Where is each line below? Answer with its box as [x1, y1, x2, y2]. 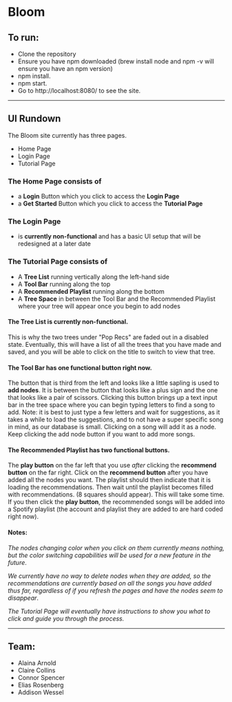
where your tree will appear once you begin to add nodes [17, 301, 181, 310]
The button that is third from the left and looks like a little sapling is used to [8, 379, 220, 387]
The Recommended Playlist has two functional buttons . [8, 445, 170, 454]
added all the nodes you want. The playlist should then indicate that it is [8, 476, 211, 484]
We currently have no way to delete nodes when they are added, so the [8, 572, 211, 580]
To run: [8, 32, 39, 43]
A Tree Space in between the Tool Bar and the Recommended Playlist [17, 294, 216, 303]
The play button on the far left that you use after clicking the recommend [8, 461, 217, 470]
